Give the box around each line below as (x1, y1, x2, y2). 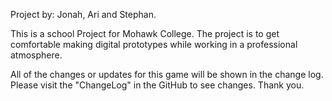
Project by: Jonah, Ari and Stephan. (10, 9, 157, 20)
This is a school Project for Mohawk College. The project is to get (10, 28, 280, 39)
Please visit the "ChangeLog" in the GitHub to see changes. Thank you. (10, 79, 305, 91)
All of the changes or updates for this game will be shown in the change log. (10, 69, 324, 80)
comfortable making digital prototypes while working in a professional (10, 39, 298, 50)
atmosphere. (10, 49, 63, 61)
